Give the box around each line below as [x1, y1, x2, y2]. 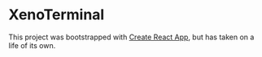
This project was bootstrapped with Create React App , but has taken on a [8, 32, 255, 42]
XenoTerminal [8, 6, 105, 24]
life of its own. [8, 40, 56, 50]
